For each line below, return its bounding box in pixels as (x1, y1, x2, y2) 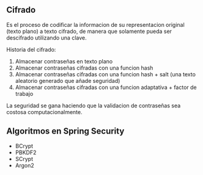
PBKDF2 (15, 149, 37, 156)
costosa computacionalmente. (6, 108, 83, 115)
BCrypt (15, 142, 34, 149)
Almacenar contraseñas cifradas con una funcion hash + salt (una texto (15, 70, 196, 78)
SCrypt (15, 155, 34, 162)
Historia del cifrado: (6, 46, 56, 53)
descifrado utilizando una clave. (6, 34, 87, 41)
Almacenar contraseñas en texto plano (15, 57, 113, 65)
